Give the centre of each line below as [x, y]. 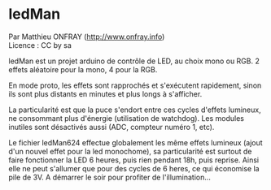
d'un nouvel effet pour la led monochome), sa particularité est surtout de [130, 151]
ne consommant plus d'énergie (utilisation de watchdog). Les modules [126, 118]
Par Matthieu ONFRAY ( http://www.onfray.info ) [87, 37]
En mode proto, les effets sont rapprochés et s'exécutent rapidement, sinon [135, 85]
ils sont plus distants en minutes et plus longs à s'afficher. [105, 93]
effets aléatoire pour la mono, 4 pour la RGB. [83, 69]
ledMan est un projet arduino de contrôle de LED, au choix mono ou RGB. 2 [134, 61]
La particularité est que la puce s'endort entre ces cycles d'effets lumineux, [135, 110]
